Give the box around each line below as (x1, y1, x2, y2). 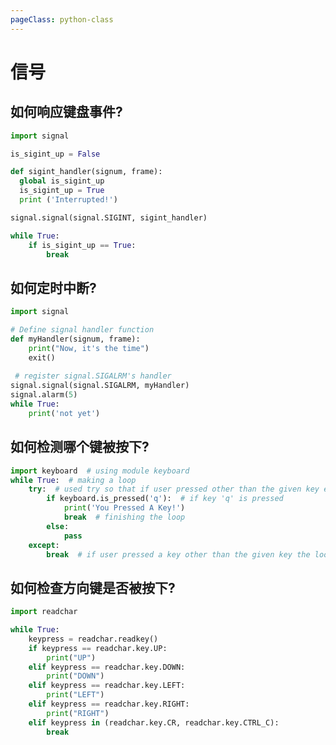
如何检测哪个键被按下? (10, 439, 150, 456)
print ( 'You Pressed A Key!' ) (63, 503, 186, 513)
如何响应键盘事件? (10, 104, 123, 121)
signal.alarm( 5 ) (10, 390, 78, 400)
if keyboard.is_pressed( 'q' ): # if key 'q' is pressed (46, 494, 284, 504)
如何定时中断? (10, 279, 97, 296)
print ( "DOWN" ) (46, 671, 105, 681)
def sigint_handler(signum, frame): (10, 167, 163, 177)
